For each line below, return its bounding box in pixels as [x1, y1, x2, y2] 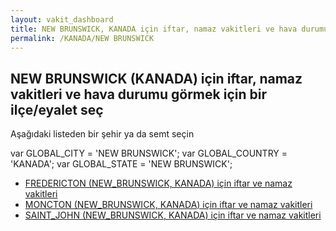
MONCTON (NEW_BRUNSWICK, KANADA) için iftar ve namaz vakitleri [24, 199, 313, 211]
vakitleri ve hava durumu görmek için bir [10, 86, 267, 103]
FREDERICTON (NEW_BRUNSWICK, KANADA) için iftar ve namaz [24, 177, 293, 190]
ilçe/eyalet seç [10, 101, 104, 118]
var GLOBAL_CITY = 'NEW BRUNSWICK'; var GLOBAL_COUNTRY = [10, 147, 288, 160]
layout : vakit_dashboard [10, 14, 114, 25]
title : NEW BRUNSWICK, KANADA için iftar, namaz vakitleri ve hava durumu [10, 24, 329, 34]
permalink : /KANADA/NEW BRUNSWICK [10, 33, 155, 43]
